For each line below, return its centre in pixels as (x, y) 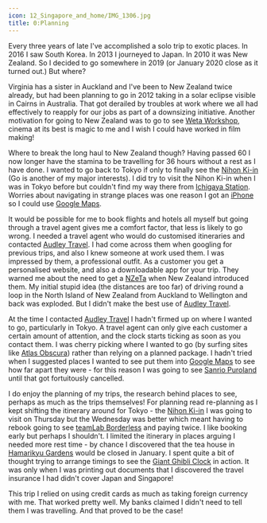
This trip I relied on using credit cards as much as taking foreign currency (128, 494)
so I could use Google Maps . (55, 203)
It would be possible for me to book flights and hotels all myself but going (128, 219)
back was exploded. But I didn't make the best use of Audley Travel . (120, 303)
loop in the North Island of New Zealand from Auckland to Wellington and (128, 295)
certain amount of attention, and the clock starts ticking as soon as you (124, 336)
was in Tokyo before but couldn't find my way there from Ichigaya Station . (129, 186)
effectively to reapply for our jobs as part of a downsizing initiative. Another (132, 111)
